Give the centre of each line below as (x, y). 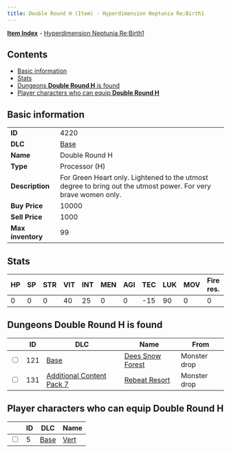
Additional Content (76, 375)
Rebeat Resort (147, 380)
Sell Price (26, 217)
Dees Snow (143, 356)
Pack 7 (57, 384)
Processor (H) (82, 167)
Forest (134, 364)
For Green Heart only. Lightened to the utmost (134, 178)
